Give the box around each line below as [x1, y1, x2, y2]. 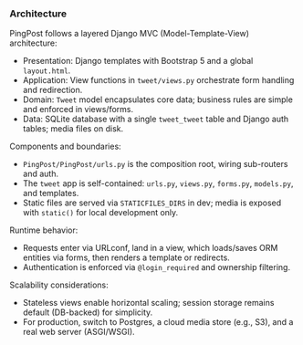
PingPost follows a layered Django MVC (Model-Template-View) [9, 28, 249, 39]
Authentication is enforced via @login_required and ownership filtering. [22, 262, 290, 273]
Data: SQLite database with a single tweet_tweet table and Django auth [22, 113, 289, 125]
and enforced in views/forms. [22, 104, 134, 115]
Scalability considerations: [9, 279, 110, 290]
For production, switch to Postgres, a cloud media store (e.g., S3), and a [22, 317, 294, 328]
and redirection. [22, 85, 83, 96]
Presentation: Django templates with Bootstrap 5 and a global [22, 56, 254, 67]
